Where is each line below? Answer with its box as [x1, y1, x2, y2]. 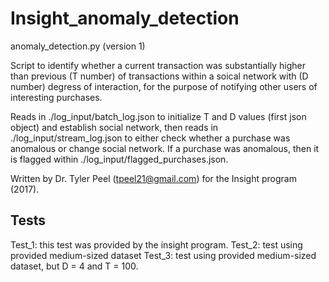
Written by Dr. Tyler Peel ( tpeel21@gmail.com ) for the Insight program [10, 172, 297, 184]
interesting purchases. [10, 91, 103, 103]
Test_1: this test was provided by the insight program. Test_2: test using [10, 238, 303, 251]
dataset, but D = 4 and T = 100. [10, 260, 139, 272]
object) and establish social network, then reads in [10, 121, 219, 133]
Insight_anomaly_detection [10, 7, 240, 30]
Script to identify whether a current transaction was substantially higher [10, 59, 306, 71]
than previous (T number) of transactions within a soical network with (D [10, 70, 309, 82]
